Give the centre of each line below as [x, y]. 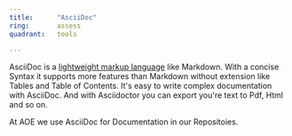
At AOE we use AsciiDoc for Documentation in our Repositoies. [124, 122]
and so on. [29, 105]
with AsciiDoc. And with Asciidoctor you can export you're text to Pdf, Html [146, 95]
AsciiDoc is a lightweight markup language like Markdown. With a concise [144, 67]
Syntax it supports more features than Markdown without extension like [140, 76]
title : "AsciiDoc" [53, 17]
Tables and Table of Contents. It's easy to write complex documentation [141, 86]
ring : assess [45, 26]
